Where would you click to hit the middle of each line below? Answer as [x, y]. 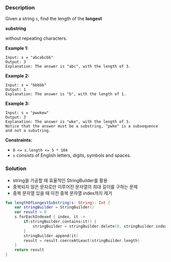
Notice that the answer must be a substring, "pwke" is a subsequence [82, 126]
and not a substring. [28, 131]
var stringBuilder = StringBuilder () [54, 208]
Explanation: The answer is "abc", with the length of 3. [68, 67]
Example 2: [17, 76]
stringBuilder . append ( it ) [51, 236]
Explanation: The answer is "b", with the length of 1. [66, 94]
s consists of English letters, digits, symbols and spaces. [72, 155]
